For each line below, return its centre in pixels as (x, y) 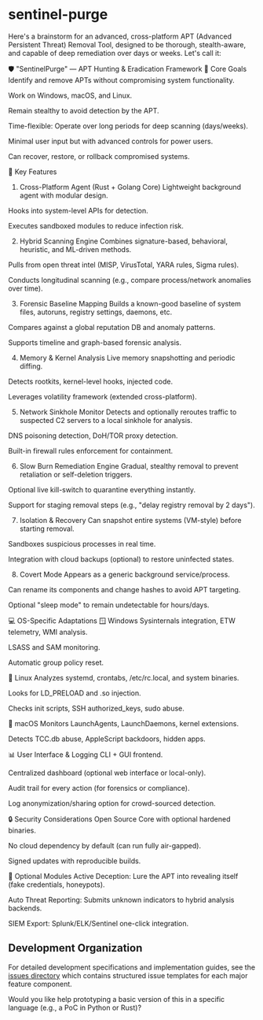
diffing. (31, 366)
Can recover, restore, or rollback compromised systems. (99, 156)
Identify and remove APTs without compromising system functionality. (121, 80)
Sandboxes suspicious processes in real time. (82, 543)
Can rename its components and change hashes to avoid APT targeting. (124, 589)
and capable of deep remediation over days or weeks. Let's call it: (115, 53)
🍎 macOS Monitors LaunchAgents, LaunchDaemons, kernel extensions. (124, 723)
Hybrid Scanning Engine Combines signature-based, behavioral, (123, 241)
